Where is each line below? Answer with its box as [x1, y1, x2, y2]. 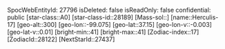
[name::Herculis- [170, 13, 219, 21]
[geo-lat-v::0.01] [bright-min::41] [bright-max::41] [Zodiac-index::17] [7, 28, 199, 36]
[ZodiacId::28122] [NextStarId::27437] [7, 35, 115, 43]
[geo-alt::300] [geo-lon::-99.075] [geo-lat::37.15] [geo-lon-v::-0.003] [17, 21, 213, 28]
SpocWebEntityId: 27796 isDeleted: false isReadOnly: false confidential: [7, 6, 211, 14]
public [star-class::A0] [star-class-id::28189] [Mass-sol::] [7, 13, 170, 21]
